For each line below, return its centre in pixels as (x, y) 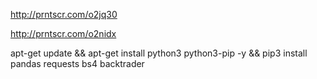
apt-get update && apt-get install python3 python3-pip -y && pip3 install (159, 53)
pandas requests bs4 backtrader (77, 63)
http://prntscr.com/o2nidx (63, 33)
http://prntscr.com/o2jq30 (64, 14)
